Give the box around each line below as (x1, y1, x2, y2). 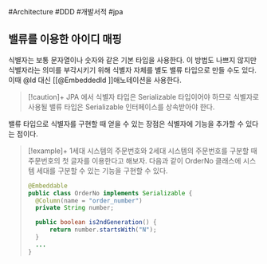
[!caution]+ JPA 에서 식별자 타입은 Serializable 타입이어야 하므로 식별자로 (27, 92, 260, 101)
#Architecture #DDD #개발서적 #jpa (8, 7, 124, 16)
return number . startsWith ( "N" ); (49, 226, 157, 234)
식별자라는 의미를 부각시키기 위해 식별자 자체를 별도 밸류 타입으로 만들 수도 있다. (8, 65, 257, 74)
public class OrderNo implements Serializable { (27, 189, 193, 197)
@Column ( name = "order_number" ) (35, 196, 143, 205)
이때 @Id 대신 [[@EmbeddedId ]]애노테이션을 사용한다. (8, 75, 182, 85)
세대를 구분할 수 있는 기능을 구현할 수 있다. (36, 166, 169, 175)
